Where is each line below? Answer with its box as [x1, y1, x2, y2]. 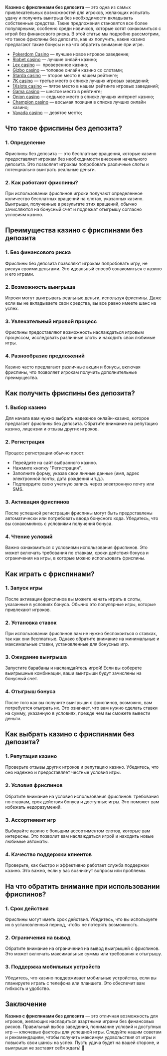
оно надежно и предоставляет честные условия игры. [5, 769, 121, 775]
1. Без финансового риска [5, 249, 71, 256]
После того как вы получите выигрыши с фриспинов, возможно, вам [5, 699, 153, 705]
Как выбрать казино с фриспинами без [5, 730, 135, 739]
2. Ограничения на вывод [5, 934, 71, 941]
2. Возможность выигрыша [5, 283, 76, 290]
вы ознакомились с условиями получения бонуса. [5, 520, 113, 526]
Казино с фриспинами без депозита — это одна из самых [5, 5, 131, 10]
